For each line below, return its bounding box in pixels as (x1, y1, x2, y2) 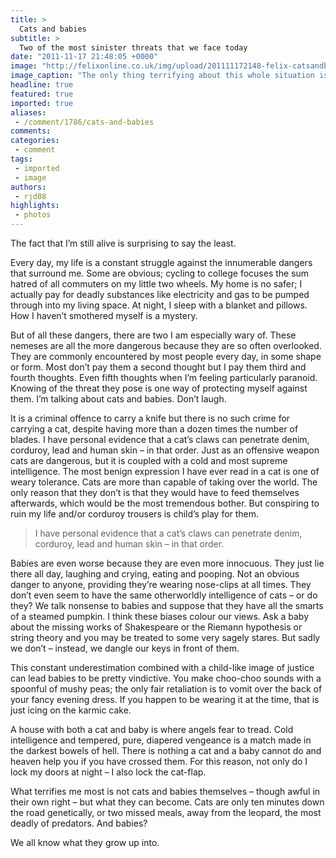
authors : (10, 182, 47, 192)
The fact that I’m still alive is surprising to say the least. (10, 237, 237, 249)
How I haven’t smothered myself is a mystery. (10, 310, 198, 321)
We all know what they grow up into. (10, 837, 160, 848)
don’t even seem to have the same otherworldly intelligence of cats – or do (10, 589, 318, 601)
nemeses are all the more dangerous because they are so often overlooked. (10, 340, 322, 351)
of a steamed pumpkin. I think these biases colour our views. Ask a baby (10, 611, 310, 622)
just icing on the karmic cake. (10, 704, 132, 716)
